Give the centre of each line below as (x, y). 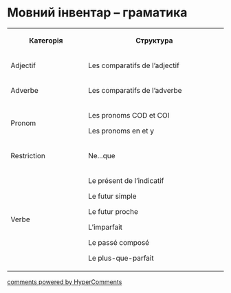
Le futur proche (113, 211)
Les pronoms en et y (121, 131)
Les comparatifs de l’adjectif (134, 65)
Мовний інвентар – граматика (97, 13)
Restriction (28, 155)
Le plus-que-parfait (121, 258)
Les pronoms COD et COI (129, 115)
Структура (154, 41)
